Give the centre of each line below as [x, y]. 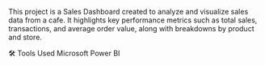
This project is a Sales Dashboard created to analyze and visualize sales [128, 12]
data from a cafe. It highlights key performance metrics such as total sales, [133, 20]
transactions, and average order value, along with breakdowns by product [131, 28]
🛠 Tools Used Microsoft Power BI [64, 53]
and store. [25, 37]
